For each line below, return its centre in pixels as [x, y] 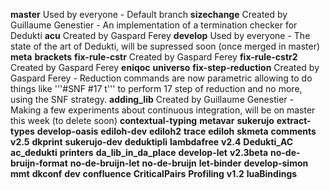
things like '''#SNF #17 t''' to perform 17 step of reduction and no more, [156, 88]
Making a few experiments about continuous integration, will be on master [163, 110]
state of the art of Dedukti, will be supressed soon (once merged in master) [165, 46]
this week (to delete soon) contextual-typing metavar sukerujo [142, 120]
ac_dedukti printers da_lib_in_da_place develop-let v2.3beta [139, 152]
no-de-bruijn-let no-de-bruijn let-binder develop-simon [189, 163]
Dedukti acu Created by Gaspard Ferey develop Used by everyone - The [160, 35]
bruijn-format [39, 163]
